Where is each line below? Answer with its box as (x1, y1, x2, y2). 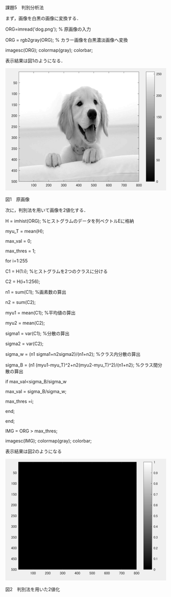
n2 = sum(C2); (5, 299, 36, 305)
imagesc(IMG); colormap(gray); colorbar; (5, 437, 92, 444)
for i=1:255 (5, 257, 28, 264)
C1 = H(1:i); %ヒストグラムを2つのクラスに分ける (5, 268, 108, 274)
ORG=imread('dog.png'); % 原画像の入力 (5, 26, 91, 32)
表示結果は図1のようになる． (5, 58, 65, 64)
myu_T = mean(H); (5, 228, 44, 234)
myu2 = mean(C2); (5, 320, 45, 326)
